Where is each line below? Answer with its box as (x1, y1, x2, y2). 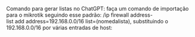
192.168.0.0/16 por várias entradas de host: (6, 24, 113, 31)
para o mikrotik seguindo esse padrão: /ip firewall (6, 11, 129, 18)
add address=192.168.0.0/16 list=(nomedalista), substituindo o (14, 18, 169, 24)
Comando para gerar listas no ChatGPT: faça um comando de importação (6, 5, 189, 12)
